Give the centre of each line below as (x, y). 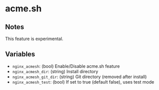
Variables (20, 54)
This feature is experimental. (34, 39)
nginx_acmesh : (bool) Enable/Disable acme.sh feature (66, 66)
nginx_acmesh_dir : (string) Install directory (55, 71)
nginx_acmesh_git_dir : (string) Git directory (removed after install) (79, 77)
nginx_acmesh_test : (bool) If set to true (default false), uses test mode (83, 82)
